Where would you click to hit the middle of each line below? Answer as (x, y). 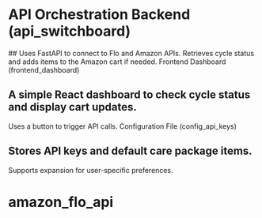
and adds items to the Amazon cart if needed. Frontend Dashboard (117, 62)
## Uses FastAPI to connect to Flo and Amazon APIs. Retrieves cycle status (131, 53)
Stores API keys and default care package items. (130, 151)
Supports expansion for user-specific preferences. (91, 170)
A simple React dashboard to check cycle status (129, 95)
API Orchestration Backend (99, 15)
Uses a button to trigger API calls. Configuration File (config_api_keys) (123, 126)
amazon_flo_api (61, 202)
